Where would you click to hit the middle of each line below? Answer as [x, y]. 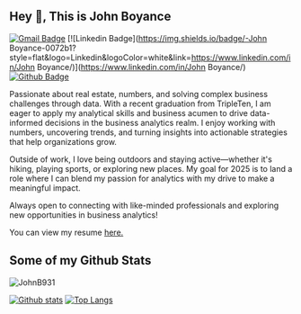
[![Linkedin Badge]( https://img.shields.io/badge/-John [167, 38]
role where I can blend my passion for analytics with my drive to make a [142, 178]
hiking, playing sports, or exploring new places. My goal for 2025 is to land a [151, 168]
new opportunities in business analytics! [84, 215]
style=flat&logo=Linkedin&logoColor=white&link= [100, 57]
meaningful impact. [45, 188]
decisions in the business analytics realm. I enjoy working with [160, 122]
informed [26, 122]
